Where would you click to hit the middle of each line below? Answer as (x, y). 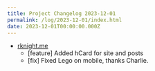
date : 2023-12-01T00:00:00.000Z (54, 26)
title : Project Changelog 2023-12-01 (62, 13)
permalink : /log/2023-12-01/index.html (65, 20)
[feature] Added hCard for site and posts (85, 53)
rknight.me (33, 46)
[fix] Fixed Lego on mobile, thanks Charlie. (88, 61)
